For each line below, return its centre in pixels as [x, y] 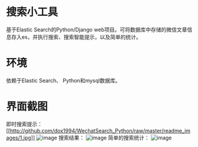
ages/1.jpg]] [21, 138]
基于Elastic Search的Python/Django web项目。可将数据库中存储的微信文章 [97, 30]
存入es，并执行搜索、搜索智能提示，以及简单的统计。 [76, 37]
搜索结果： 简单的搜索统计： [104, 138]
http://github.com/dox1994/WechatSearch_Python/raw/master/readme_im [100, 130]
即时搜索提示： [24, 124]
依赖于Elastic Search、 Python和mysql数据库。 [64, 80]
